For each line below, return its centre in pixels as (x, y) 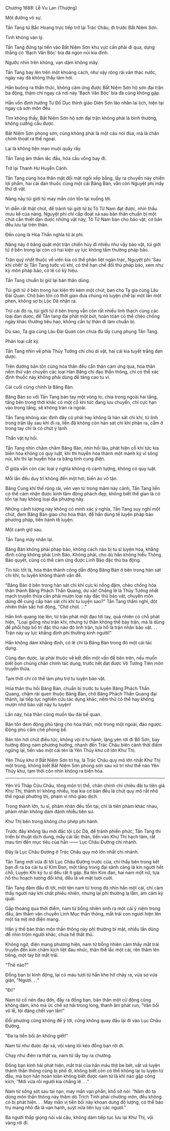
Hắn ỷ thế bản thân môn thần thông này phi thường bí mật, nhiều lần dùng (82, 929)
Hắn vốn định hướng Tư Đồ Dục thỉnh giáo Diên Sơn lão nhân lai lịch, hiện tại (84, 103)
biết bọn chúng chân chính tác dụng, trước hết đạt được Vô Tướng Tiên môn (84, 663)
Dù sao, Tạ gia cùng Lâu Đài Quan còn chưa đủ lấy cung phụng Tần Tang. (82, 331)
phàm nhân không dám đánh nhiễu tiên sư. (50, 811)
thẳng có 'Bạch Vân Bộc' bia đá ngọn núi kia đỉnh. (57, 53)
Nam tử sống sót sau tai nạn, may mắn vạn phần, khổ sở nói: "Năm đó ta (80, 1091)
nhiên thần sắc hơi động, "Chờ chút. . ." (46, 607)
